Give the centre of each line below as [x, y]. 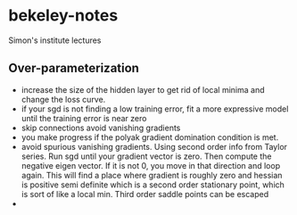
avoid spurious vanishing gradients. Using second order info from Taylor [154, 146]
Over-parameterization [74, 68]
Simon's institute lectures [55, 40]
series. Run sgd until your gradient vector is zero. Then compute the [146, 156]
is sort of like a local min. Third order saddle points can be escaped [145, 194]
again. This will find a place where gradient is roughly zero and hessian [152, 175]
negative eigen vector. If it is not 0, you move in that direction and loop [151, 165]
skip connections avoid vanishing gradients [101, 128]
